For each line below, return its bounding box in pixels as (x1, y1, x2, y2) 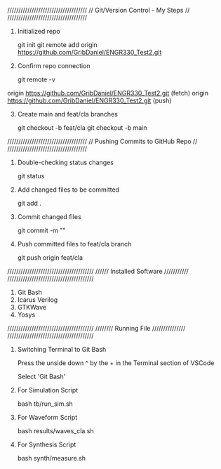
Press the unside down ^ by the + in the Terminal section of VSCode (17, 359, 215, 367)
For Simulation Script (17, 386, 79, 394)
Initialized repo (17, 27, 61, 35)
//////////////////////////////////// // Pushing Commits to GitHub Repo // (7, 137, 198, 145)
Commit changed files (17, 213, 82, 220)
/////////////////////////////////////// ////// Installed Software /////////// (7, 267, 189, 275)
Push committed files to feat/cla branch (17, 240, 132, 248)
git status (17, 172, 45, 180)
